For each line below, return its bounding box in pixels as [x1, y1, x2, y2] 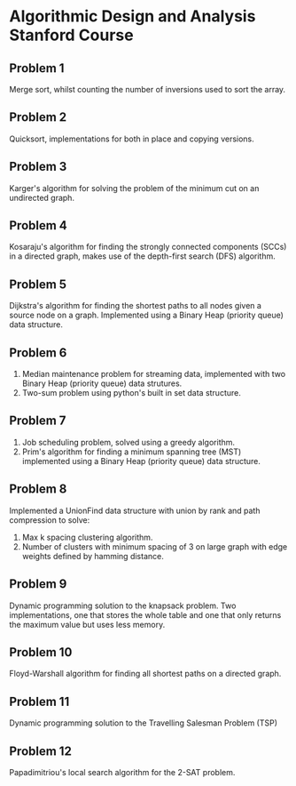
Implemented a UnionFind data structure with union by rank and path [9, 505, 261, 516]
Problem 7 [9, 413, 66, 429]
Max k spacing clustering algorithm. [21, 532, 153, 542]
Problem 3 [9, 159, 67, 174]
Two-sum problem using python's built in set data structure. [21, 388, 241, 398]
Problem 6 [9, 345, 67, 360]
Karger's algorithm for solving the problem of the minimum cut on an [9, 182, 260, 193]
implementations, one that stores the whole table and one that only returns [9, 609, 282, 620]
